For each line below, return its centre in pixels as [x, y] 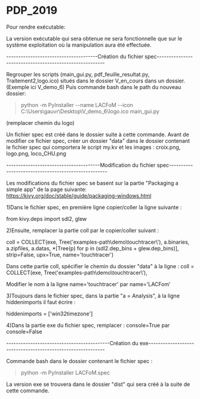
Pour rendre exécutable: [36, 27]
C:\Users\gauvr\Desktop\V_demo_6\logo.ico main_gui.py [90, 111]
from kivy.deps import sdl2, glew [47, 219]
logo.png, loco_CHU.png [36, 154]
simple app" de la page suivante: [47, 189]
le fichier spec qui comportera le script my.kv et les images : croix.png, [93, 147]
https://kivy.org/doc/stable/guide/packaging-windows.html [79, 195]
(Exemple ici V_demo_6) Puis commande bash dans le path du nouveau [94, 87]
